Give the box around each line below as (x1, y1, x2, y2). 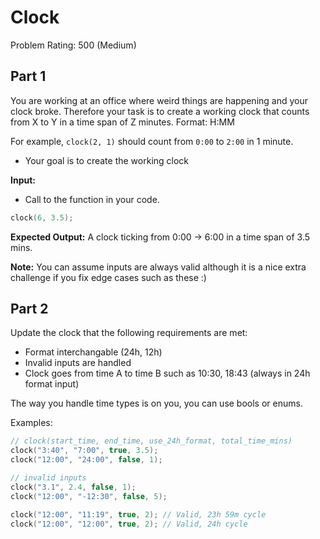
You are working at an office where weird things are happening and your (10, 94, 308, 106)
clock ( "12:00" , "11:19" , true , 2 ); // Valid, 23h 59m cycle (10, 509, 267, 520)
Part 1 (10, 68, 47, 85)
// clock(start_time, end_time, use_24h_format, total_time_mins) (10, 436, 293, 446)
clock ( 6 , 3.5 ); (10, 212, 74, 223)
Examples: (10, 417, 53, 429)
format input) (24, 378, 80, 390)
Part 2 (10, 301, 49, 318)
